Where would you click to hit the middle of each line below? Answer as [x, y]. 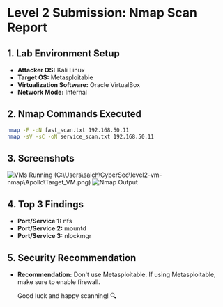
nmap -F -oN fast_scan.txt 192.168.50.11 [68, 130]
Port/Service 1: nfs [45, 221]
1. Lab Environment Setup [64, 53]
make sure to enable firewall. [59, 282]
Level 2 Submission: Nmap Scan [102, 13]
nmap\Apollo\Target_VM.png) [49, 182]
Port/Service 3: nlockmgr [54, 236]
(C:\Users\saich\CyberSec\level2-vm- [108, 175]
